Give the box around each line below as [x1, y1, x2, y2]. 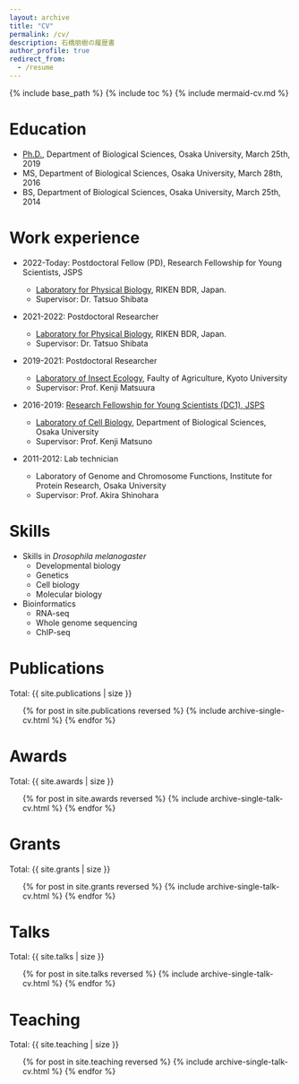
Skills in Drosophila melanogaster [21, 550, 147, 561]
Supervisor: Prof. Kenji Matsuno [35, 435, 153, 446]
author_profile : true [9, 47, 90, 56]
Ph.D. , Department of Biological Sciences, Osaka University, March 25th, [21, 149, 291, 159]
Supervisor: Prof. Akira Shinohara [35, 489, 159, 500]
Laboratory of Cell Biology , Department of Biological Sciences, [35, 417, 267, 427]
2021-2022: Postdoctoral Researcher [21, 311, 159, 322]
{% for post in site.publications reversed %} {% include [21, 705, 226, 716]
